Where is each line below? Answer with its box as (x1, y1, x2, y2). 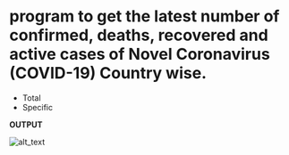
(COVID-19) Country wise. (9, 63, 208, 84)
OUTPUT (9, 118, 43, 130)
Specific (21, 102, 54, 112)
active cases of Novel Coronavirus (9, 45, 270, 64)
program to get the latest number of (9, 6, 280, 27)
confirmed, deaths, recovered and (9, 25, 268, 45)
